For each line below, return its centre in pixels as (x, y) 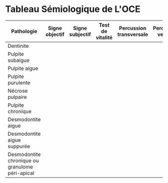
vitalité (104, 37)
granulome (20, 167)
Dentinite (18, 46)
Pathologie (24, 31)
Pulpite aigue (23, 68)
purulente (19, 82)
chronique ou (23, 161)
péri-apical (21, 173)
